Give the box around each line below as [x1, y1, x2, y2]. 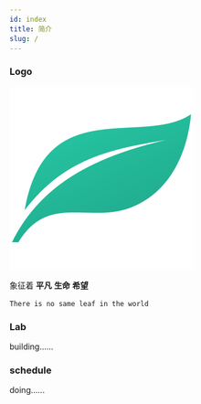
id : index [9, 15, 48, 24]
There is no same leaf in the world [9, 299, 149, 308]
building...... [9, 341, 54, 352]
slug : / [9, 34, 39, 43]
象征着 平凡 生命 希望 [9, 280, 89, 291]
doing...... [9, 385, 46, 396]
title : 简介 [9, 24, 52, 34]
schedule [9, 364, 52, 377]
